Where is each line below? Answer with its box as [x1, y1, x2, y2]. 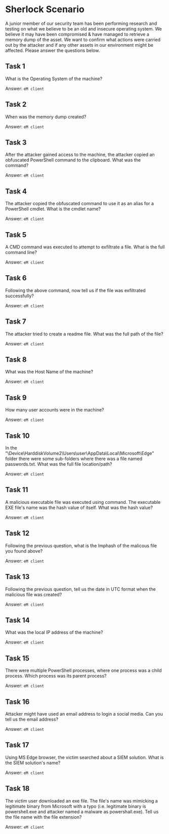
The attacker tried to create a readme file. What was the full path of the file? [5, 331, 163, 337]
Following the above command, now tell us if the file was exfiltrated [5, 287, 146, 293]
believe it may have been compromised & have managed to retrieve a [5, 31, 149, 37]
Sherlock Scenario [5, 4, 85, 15]
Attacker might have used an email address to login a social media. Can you [5, 711, 163, 717]
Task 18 [5, 784, 30, 793]
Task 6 [5, 274, 27, 282]
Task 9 [5, 393, 27, 402]
